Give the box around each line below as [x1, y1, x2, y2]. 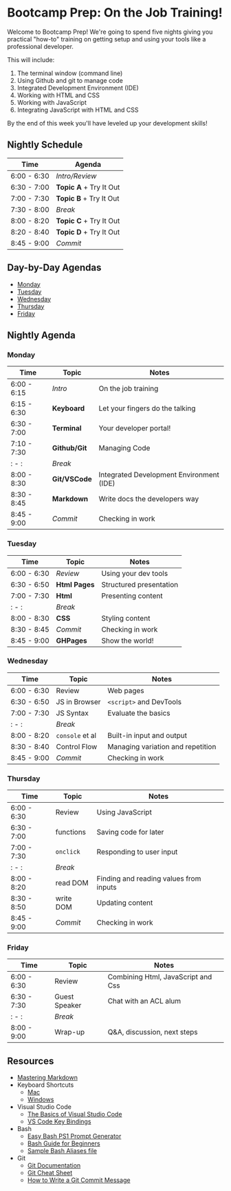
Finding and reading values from [96, 874, 201, 883]
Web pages [107, 685, 144, 695]
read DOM [55, 878, 89, 888]
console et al [56, 730, 97, 740]
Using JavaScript [96, 808, 153, 817]
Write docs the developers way [98, 494, 199, 504]
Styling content [101, 613, 151, 623]
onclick [55, 848, 80, 856]
